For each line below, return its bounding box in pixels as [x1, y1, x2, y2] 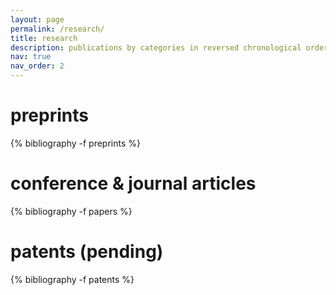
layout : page [10, 14, 65, 25]
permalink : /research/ [10, 24, 105, 34]
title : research [10, 33, 78, 43]
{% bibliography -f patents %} [10, 273, 135, 285]
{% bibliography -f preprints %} [10, 137, 141, 149]
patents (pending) [10, 241, 164, 263]
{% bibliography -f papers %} [10, 205, 133, 217]
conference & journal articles [10, 172, 257, 195]
